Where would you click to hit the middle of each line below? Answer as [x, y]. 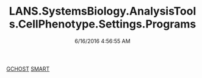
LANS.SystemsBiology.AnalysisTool [103, 11]
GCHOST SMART [28, 69]
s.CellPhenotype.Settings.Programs [103, 24]
